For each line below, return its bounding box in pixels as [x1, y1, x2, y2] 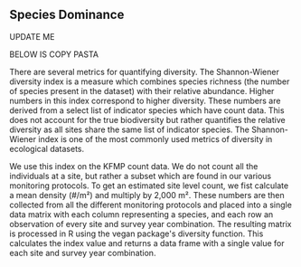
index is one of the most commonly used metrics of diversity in [37, 133, 273, 144]
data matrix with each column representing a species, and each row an [9, 208, 274, 220]
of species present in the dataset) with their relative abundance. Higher [9, 85, 275, 96]
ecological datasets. [9, 143, 85, 154]
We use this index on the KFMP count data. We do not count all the [9, 160, 259, 171]
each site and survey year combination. [9, 247, 156, 258]
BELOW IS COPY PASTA [9, 49, 99, 60]
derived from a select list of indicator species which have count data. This [9, 104, 285, 116]
